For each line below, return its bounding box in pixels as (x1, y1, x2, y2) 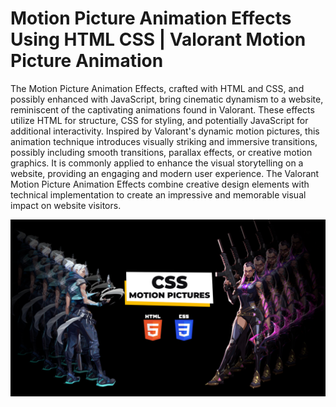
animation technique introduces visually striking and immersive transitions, (10, 135, 318, 147)
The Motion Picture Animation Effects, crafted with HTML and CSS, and (10, 82, 305, 94)
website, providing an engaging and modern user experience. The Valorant (10, 167, 320, 179)
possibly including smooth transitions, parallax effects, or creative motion (10, 146, 313, 158)
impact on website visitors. (10, 199, 122, 211)
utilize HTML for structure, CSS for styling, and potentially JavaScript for (10, 114, 309, 126)
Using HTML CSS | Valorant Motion (10, 28, 307, 51)
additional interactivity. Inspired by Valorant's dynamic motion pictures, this (10, 125, 320, 137)
